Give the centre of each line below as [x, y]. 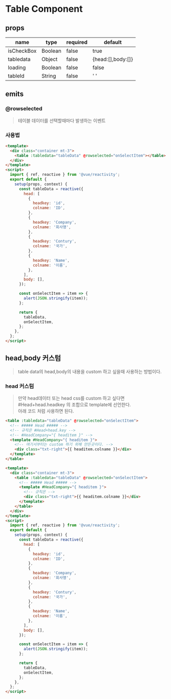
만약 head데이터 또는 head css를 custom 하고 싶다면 [71, 398]
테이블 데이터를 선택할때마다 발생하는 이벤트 [62, 121]
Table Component [44, 9]
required [77, 42]
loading [17, 67]
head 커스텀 [20, 386]
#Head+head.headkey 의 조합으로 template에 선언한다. [74, 405]
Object [50, 59]
